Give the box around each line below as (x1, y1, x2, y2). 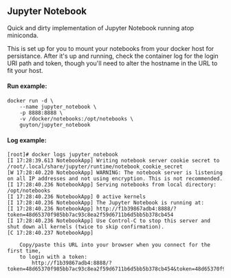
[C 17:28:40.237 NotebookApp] (7, 230, 94, 237)
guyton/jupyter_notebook (19, 122, 91, 129)
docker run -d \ (7, 98, 54, 105)
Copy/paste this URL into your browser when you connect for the (19, 242, 211, 248)
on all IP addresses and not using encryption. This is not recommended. (7, 175, 223, 182)
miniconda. (7, 31, 39, 39)
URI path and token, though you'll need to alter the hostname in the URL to (7, 58, 218, 67)
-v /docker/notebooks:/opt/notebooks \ (19, 116, 134, 122)
